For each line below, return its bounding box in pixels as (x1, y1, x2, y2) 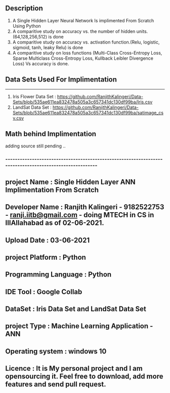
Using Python (12, 23, 41, 29)
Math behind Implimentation (5, 130, 97, 138)
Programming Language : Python (5, 270, 112, 279)
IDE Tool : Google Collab (5, 287, 82, 296)
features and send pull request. (5, 380, 106, 389)
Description (5, 4, 43, 13)
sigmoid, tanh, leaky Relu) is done (12, 44, 83, 50)
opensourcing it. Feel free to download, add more (5, 372, 163, 381)
